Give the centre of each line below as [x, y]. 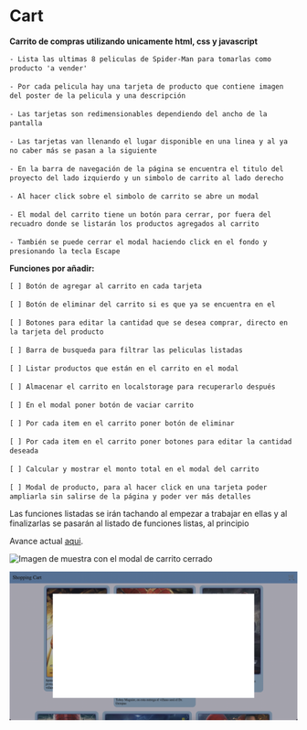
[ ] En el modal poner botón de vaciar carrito [102, 405]
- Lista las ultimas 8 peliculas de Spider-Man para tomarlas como [141, 59]
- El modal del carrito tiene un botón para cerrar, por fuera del [141, 215]
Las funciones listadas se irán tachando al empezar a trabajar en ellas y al [148, 513]
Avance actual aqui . [47, 541]
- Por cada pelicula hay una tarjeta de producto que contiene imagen [147, 86]
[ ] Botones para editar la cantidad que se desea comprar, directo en [148, 322]
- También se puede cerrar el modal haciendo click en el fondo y [138, 242]
